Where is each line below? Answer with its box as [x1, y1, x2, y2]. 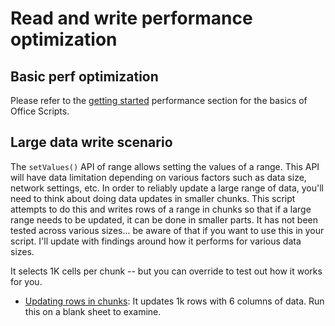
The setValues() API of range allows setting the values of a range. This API [10, 160, 320, 172]
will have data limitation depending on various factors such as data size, [10, 171, 307, 183]
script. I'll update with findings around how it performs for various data [10, 235, 302, 247]
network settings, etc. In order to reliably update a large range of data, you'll [10, 182, 324, 194]
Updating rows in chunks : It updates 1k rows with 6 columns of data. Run [24, 295, 325, 307]
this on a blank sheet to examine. [24, 305, 162, 317]
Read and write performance [10, 7, 253, 30]
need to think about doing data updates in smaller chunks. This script [10, 192, 296, 204]
